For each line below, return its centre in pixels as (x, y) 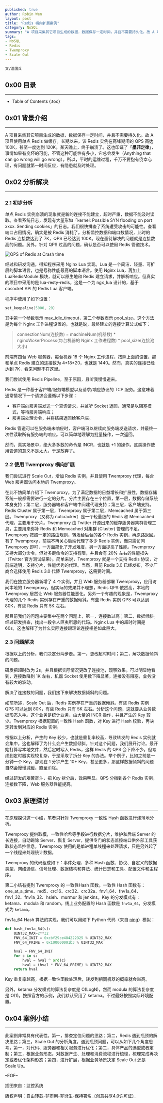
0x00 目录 (21, 85)
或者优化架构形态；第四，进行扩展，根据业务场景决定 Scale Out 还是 (77, 1060)
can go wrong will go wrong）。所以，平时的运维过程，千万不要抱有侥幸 (76, 159)
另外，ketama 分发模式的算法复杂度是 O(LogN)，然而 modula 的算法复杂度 (80, 989)
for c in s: (26, 956)
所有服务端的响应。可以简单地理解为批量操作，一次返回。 (79, 434)
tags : (10, 37)
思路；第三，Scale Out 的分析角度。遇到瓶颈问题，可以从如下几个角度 (79, 1042)
